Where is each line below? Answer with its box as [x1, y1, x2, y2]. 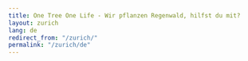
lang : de [8, 26, 37, 34]
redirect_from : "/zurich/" [8, 33, 98, 42]
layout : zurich [8, 19, 59, 27]
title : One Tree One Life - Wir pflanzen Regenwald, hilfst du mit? [8, 11, 241, 20]
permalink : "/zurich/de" [8, 41, 91, 49]
